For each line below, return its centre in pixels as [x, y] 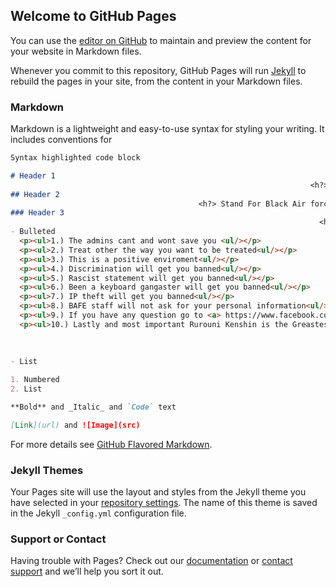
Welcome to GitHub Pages [93, 16]
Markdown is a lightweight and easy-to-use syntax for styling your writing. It [167, 129]
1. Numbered [35, 380]
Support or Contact [58, 539]
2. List [26, 389]
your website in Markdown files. [76, 51]
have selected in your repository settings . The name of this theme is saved [164, 503]
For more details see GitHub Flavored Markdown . [111, 444]
